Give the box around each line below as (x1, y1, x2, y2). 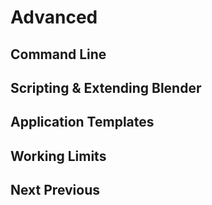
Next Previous (10, 182, 101, 199)
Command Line (10, 46, 107, 63)
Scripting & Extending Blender (10, 79, 202, 96)
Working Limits (10, 147, 107, 165)
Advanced (10, 6, 98, 29)
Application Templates (10, 114, 155, 131)
